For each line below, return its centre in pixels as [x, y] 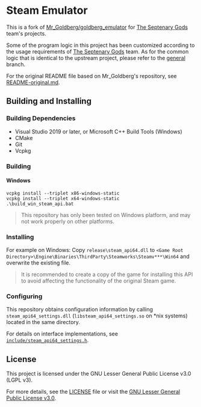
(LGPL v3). [20, 380]
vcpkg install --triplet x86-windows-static [63, 193]
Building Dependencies [41, 118]
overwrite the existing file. [39, 263]
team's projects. [26, 33]
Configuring [24, 296]
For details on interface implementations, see [62, 334]
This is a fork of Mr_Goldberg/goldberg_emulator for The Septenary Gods [97, 27]
